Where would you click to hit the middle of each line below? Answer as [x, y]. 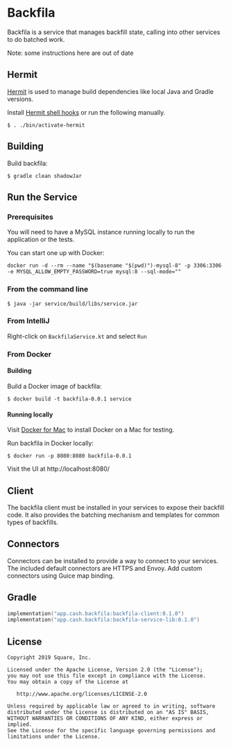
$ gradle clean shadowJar [44, 176]
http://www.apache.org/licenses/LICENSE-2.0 [82, 694]
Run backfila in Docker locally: [50, 444]
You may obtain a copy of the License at [68, 682]
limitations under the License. [54, 737]
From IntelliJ [28, 321]
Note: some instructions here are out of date [70, 53]
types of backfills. [33, 522]
